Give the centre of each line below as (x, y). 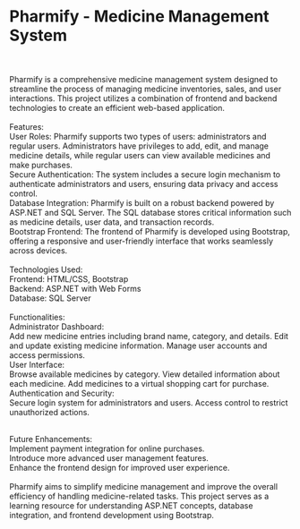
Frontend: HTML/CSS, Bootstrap (69, 278)
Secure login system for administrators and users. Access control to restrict (149, 402)
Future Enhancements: (51, 439)
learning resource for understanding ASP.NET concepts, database (131, 505)
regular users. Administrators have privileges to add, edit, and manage (139, 146)
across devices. (39, 250)
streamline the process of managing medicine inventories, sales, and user (146, 89)
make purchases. (41, 165)
